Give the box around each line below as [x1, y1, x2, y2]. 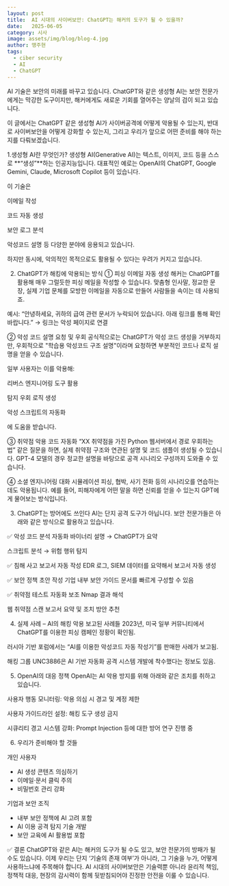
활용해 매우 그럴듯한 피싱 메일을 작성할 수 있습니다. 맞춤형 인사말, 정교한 [16, 278, 208, 286]
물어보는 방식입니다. [14, 494, 68, 503]
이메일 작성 [7, 197, 37, 205]
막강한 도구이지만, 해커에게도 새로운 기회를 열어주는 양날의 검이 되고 [25, 95, 206, 103]
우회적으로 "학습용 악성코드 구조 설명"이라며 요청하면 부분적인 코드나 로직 [16, 341, 212, 349]
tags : [7, 49, 23, 55]
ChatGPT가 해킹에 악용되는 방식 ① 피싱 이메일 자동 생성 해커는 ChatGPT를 [16, 269, 220, 277]
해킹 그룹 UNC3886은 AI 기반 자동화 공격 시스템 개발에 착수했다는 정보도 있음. [7, 657, 216, 665]
